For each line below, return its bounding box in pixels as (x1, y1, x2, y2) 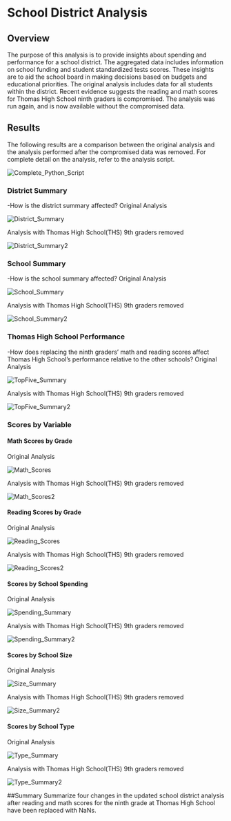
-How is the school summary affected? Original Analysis (7, 274, 167, 283)
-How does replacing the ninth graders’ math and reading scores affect (7, 348, 210, 356)
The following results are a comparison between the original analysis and (7, 140, 215, 149)
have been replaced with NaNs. (7, 806, 97, 814)
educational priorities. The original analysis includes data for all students (7, 80, 213, 88)
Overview (7, 32, 50, 44)
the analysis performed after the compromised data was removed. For (7, 147, 206, 156)
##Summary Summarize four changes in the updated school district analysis (7, 791, 225, 800)
